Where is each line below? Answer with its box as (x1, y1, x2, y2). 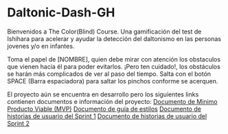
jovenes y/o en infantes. (7, 42, 75, 50)
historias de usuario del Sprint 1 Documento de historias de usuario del (7, 111, 207, 120)
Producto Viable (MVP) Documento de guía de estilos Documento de (7, 105, 201, 113)
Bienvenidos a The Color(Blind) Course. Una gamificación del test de (7, 27, 202, 36)
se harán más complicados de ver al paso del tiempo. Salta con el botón (7, 70, 212, 78)
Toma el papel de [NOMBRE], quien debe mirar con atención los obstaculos (7, 55, 221, 63)
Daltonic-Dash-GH (7, 5, 115, 21)
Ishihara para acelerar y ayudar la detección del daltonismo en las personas (7, 34, 222, 42)
